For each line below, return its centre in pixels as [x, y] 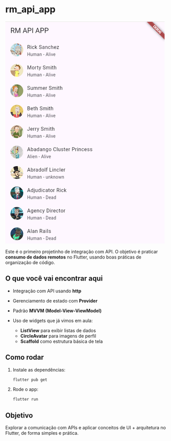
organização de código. [30, 262]
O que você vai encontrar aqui [54, 279]
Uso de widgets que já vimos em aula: [53, 320]
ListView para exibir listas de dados [58, 330]
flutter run [25, 400]
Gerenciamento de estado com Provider [55, 300]
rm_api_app [30, 9]
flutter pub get [30, 380]
